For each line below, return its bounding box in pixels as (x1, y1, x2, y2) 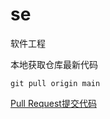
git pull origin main (10, 78, 101, 88)
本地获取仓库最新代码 (10, 58, 98, 70)
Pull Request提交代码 (10, 97, 97, 109)
